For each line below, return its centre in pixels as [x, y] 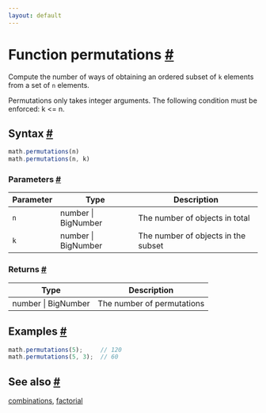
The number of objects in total [194, 218]
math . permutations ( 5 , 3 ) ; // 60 [63, 357]
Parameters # [35, 180]
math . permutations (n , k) [49, 159]
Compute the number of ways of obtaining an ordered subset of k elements [131, 77]
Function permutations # [91, 54]
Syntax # [31, 133]
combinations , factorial [46, 401]
